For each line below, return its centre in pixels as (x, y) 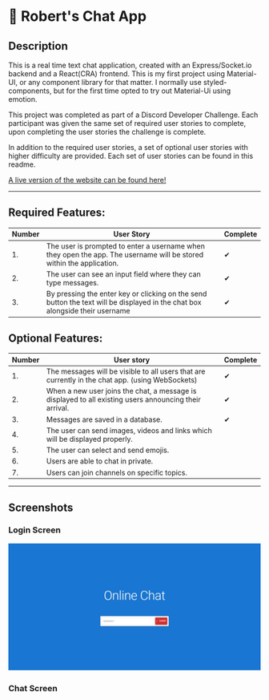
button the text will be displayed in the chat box (124, 302)
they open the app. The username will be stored (125, 254)
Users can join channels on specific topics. (117, 472)
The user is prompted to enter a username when (126, 246)
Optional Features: (56, 338)
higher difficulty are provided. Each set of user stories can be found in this (131, 156)
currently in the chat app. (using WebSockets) (122, 380)
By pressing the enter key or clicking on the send (127, 294)
